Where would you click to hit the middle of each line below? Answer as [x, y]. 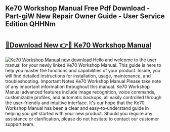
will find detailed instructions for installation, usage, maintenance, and [78, 76]
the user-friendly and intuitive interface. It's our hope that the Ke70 [75, 103]
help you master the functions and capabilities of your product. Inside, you [83, 71]
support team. [20, 124]
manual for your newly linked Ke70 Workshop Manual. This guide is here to [83, 65]
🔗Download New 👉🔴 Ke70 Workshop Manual [78, 45]
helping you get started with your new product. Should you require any [79, 114]
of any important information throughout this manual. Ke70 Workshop [78, 86]
